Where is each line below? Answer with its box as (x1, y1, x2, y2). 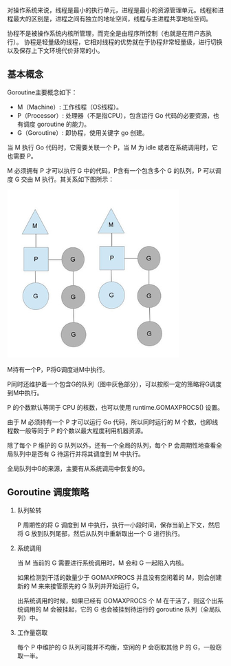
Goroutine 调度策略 (7, 486, 89, 498)
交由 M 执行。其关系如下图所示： (21, 175, 115, 183)
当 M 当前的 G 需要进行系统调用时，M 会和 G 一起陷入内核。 (16, 559, 188, 567)
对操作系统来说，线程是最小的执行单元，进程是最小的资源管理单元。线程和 (7, 6, 218, 14)
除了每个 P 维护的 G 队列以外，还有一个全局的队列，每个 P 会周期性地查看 (7, 441, 217, 449)
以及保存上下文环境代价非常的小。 (7, 47, 104, 54)
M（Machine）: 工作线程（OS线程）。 (16, 103, 122, 111)
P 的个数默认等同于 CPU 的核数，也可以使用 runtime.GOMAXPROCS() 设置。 (7, 403, 223, 411)
